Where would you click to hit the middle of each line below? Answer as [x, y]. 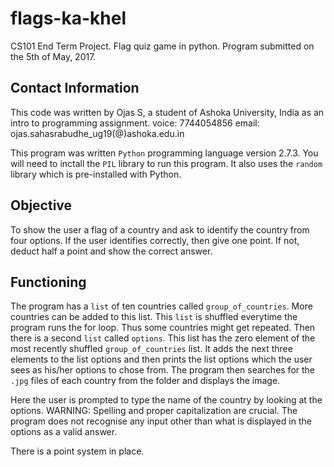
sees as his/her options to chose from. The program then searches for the [163, 370]
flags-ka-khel [68, 18]
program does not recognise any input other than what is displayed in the [161, 421]
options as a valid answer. [64, 432]
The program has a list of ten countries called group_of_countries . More [161, 306]
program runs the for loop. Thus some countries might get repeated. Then [163, 328]
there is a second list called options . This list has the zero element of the [163, 338]
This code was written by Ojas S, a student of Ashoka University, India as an [167, 112]
